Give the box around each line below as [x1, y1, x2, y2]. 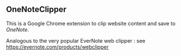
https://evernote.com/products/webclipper [6, 43, 109, 50]
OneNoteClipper [6, 5, 67, 14]
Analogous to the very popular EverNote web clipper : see [6, 37, 146, 44]
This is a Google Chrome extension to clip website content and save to [6, 20, 176, 27]
